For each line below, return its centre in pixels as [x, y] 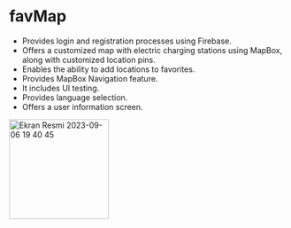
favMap [38, 16]
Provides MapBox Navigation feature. [90, 78]
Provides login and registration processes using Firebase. [126, 41]
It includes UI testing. [61, 88]
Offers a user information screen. [82, 106]
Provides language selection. [75, 97]
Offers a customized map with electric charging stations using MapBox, [152, 50]
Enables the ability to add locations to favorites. [108, 69]
